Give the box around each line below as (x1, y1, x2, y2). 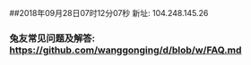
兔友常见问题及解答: (9, 32, 96, 45)
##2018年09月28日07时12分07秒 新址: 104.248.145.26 (9, 8, 209, 18)
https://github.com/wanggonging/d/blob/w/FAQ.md (9, 44, 242, 56)
